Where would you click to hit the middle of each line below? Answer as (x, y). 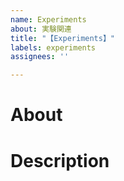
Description (60, 160)
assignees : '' (40, 57)
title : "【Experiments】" (62, 38)
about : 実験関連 (41, 29)
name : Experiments (48, 19)
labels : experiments (53, 47)
